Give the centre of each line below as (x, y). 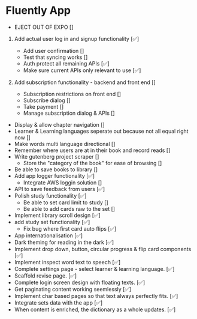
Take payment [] (43, 106)
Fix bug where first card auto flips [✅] (70, 228)
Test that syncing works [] (55, 57)
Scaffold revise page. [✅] (46, 275)
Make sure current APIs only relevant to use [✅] (82, 70)
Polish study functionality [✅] (50, 195)
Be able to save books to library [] (56, 169)
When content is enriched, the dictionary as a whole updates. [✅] (95, 309)
